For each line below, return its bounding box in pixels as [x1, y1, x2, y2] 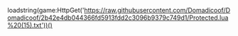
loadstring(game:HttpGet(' [7, 6, 85, 14]
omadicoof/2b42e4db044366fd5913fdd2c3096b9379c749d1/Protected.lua [7, 13, 229, 22]
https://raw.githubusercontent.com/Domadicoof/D [84, 6, 231, 14]
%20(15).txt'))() [7, 21, 53, 29]
